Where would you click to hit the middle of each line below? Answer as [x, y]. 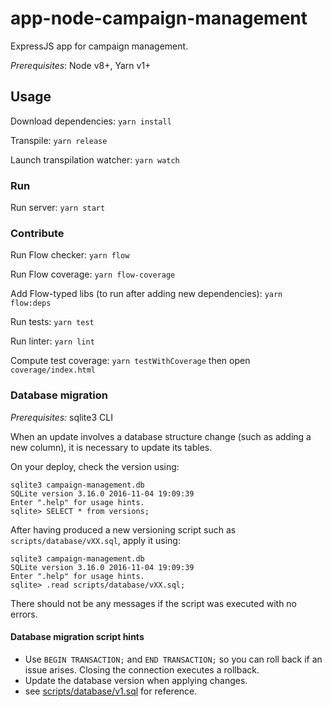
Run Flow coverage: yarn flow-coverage [93, 274]
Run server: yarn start [58, 208]
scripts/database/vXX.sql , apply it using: [95, 540]
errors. [24, 614]
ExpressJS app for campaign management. [99, 46]
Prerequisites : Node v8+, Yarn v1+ [81, 65]
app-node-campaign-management [159, 18]
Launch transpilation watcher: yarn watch [95, 159]
